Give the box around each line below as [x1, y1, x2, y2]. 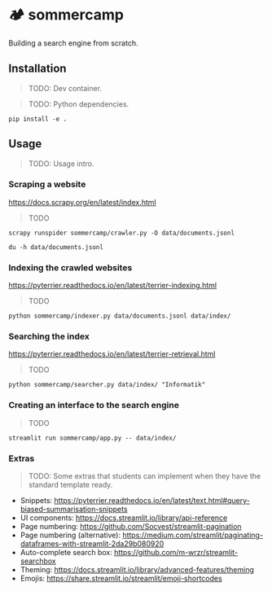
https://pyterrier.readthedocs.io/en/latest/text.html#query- [54, 496, 250, 506]
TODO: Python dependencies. [28, 98, 129, 109]
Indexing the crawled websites [8, 261, 133, 273]
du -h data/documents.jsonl [8, 243, 104, 252]
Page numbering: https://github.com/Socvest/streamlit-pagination [20, 522, 242, 532]
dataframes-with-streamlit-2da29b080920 [20, 539, 165, 549]
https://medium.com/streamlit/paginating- [121, 530, 263, 541]
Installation [8, 62, 67, 76]
